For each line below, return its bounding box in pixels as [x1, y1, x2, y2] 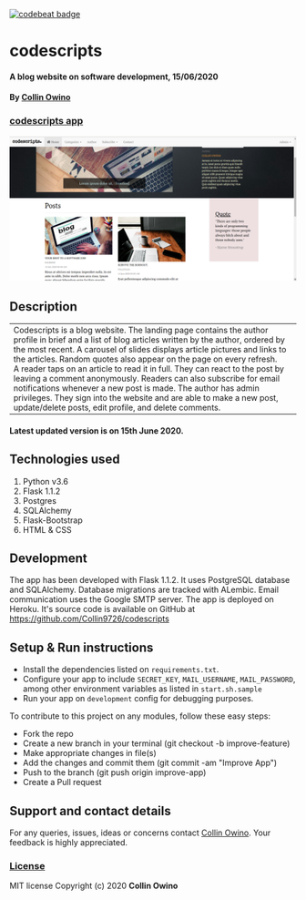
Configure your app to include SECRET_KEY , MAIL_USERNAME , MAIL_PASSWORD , [22, 674, 296, 685]
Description [9, 299, 77, 314]
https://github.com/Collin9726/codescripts [9, 613, 170, 624]
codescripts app [9, 115, 84, 128]
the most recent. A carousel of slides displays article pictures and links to [13, 343, 287, 354]
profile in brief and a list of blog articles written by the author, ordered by [13, 333, 285, 345]
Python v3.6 [22, 476, 68, 486]
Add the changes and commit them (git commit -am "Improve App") [22, 757, 278, 769]
